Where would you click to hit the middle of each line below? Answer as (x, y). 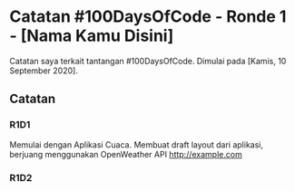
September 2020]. (44, 71)
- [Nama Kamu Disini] (92, 36)
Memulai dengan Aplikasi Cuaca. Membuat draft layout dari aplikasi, (137, 144)
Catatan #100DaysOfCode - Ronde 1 (148, 17)
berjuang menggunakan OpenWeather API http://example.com (126, 154)
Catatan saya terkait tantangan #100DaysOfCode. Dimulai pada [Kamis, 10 (148, 61)
